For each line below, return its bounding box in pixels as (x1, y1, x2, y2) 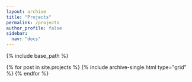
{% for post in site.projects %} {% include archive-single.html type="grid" (6, 64, 187, 71)
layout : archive (6, 8, 46, 15)
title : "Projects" (6, 14, 52, 20)
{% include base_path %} (6, 53, 69, 59)
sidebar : (6, 31, 28, 37)
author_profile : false (6, 25, 62, 31)
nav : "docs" (11, 36, 41, 42)
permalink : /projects (6, 19, 60, 25)
